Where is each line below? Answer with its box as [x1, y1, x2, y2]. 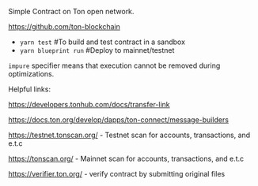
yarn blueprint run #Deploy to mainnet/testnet [19, 46, 175, 54]
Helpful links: [8, 84, 51, 94]
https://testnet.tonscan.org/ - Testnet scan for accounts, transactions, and [8, 130, 251, 139]
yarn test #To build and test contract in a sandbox [19, 37, 186, 46]
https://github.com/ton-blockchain [8, 22, 121, 31]
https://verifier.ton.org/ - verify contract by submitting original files [8, 169, 226, 178]
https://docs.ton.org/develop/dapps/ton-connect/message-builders [8, 115, 230, 125]
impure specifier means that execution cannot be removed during [8, 61, 221, 70]
